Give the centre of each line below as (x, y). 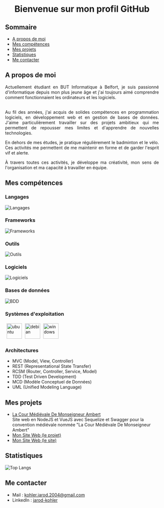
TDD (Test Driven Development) (44, 377)
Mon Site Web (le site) (34, 440)
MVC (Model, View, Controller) (43, 361)
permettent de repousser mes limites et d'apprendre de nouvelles (82, 127)
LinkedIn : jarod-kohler (35, 500)
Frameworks (20, 220)
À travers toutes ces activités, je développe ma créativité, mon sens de (82, 162)
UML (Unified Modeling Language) (47, 387)
